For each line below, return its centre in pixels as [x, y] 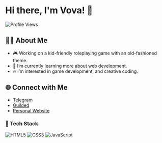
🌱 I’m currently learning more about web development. [70, 66]
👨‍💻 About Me [26, 40]
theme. [20, 60]
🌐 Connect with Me [36, 88]
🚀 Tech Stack [22, 124]
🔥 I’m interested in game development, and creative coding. [75, 71]
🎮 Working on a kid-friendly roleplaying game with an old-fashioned [85, 53]
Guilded [21, 105]
